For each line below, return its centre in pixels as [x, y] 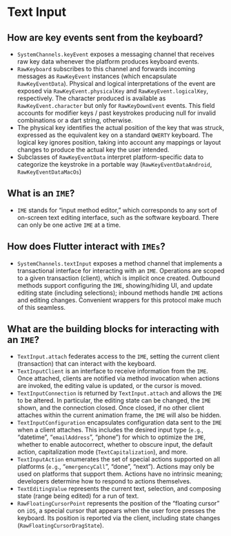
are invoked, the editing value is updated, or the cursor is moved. [109, 386]
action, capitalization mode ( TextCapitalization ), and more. [102, 452]
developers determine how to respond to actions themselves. [104, 481]
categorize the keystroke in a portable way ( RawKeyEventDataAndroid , [114, 164]
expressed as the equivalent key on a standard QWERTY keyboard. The [115, 135]
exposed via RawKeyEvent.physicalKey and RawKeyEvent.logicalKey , [113, 91]
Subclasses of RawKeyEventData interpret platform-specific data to [110, 157]
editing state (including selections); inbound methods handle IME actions [120, 293]
